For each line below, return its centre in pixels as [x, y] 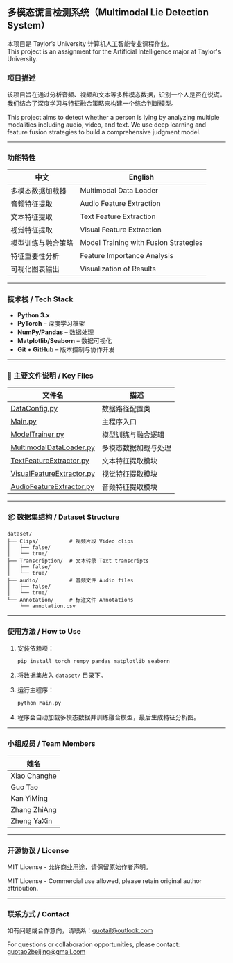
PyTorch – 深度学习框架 [51, 323]
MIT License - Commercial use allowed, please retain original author [105, 881]
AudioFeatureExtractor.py [53, 487]
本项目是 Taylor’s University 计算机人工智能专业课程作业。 [90, 43]
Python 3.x [33, 315]
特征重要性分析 [35, 256]
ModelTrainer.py [37, 435]
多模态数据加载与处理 [137, 448]
